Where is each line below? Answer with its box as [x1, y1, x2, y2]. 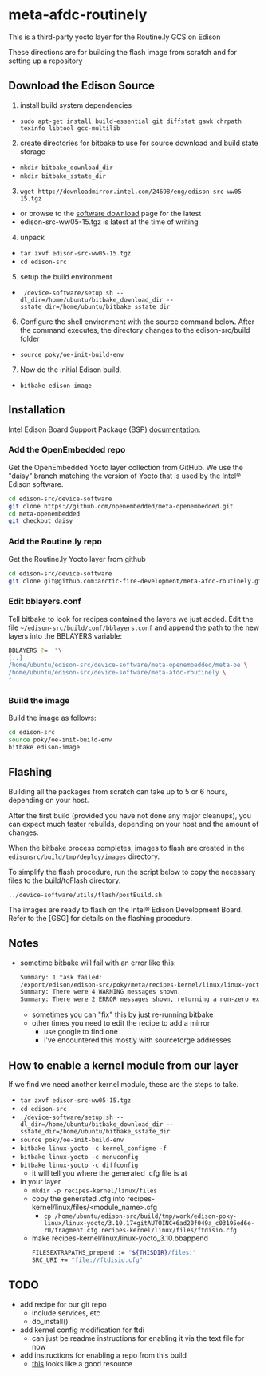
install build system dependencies [19, 100, 132, 109]
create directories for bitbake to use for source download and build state [19, 138, 258, 148]
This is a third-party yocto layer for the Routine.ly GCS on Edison [8, 32, 221, 42]
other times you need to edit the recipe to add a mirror [31, 1018, 211, 1028]
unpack [19, 232, 45, 242]
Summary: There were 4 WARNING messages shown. [19, 988, 181, 996]
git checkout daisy [8, 517, 73, 525]
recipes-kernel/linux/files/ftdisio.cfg [100, 1226, 237, 1234]
